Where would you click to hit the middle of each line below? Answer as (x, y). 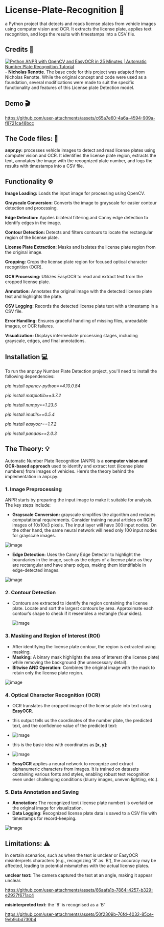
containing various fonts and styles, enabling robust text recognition (81, 774)
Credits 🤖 (20, 49)
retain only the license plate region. (47, 672)
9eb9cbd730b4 (21, 920)
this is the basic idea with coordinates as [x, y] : (60, 745)
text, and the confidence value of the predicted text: (65, 725)
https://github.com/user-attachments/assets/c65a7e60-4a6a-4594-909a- (80, 118)
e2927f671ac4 (20, 895)
